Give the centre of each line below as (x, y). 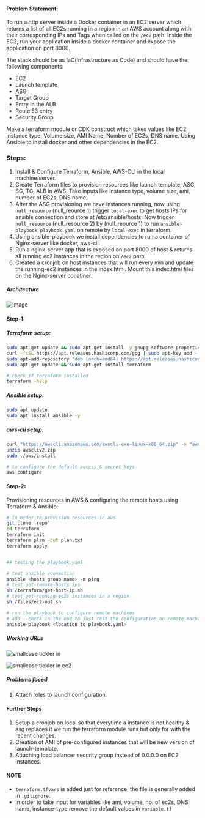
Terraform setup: (28, 333)
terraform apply (27, 546)
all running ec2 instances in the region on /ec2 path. (81, 256)
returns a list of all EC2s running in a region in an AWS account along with (99, 29)
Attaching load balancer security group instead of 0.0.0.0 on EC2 (97, 755)
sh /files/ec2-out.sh (34, 602)
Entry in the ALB (35, 105)
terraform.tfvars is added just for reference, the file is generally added (105, 789)
